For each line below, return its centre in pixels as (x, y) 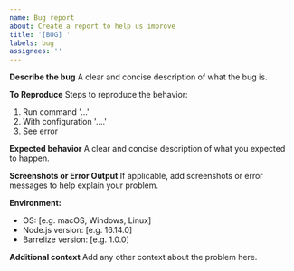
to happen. (29, 158)
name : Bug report (42, 18)
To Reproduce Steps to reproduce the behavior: (99, 95)
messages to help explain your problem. (84, 185)
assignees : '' (36, 51)
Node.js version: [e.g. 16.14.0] (77, 230)
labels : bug (32, 43)
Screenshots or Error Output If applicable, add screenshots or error (137, 176)
